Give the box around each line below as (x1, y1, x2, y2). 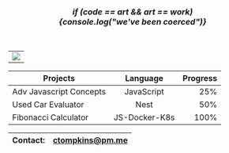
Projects (43, 73, 75, 84)
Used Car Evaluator (12, 99, 84, 110)
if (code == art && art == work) (72, 6, 193, 17)
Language (125, 73, 164, 84)
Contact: (12, 135, 46, 146)
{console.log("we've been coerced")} (58, 16, 207, 27)
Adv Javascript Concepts (12, 86, 107, 98)
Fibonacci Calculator (12, 112, 89, 123)
